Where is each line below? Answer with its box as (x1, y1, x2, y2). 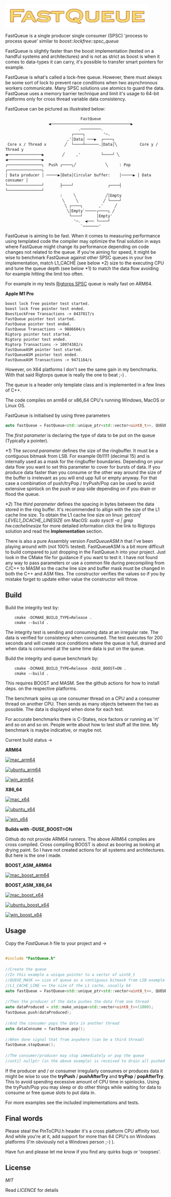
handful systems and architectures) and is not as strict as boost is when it (5, 53, 160, 59)
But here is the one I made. (5, 852, 62, 858)
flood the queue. (5, 491, 40, 497)
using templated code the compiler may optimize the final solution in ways (5, 238, 161, 244)
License (5, 1163, 31, 1172)
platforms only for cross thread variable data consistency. (5, 96, 126, 102)
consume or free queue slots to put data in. (5, 1089, 96, 1096)
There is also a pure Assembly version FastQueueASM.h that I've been (5, 538, 154, 544)
